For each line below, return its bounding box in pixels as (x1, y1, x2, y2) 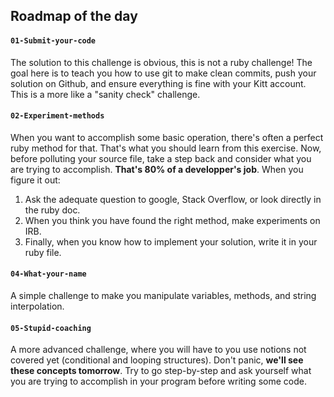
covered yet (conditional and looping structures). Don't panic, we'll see (10, 354, 304, 366)
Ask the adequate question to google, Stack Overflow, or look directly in (24, 193, 322, 205)
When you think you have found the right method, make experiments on (24, 214, 321, 226)
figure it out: (10, 174, 61, 186)
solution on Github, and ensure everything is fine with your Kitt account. (10, 77, 307, 89)
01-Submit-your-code (10, 35, 97, 46)
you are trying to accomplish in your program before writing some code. (10, 375, 307, 388)
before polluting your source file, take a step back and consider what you (10, 152, 312, 164)
